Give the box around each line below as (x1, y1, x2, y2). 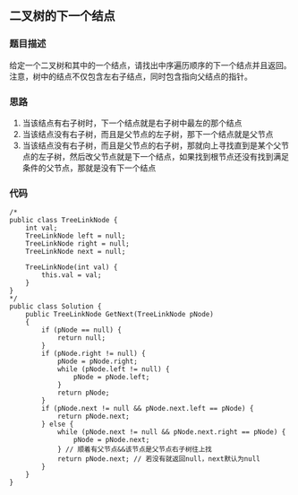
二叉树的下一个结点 (9, 8, 115, 24)
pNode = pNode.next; (72, 436, 150, 445)
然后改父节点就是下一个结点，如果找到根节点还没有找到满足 (69, 151, 289, 161)
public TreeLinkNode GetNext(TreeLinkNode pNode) (25, 310, 215, 319)
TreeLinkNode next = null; (25, 247, 126, 256)
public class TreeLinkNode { (9, 216, 118, 225)
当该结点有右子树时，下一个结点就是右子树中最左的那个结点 (21, 117, 243, 128)
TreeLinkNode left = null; (25, 231, 126, 240)
